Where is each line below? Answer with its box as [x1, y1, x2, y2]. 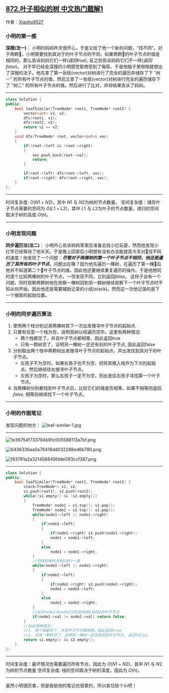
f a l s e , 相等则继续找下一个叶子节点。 [12, 391, 87, 398]
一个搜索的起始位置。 [5, 292, 49, 298]
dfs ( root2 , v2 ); [23, 120, 57, 125]
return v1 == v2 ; [23, 125, 59, 130]
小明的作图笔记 [5, 410, 42, 417]
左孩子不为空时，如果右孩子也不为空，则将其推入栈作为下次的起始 [20, 360, 156, 366]
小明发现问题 [5, 230, 37, 237]
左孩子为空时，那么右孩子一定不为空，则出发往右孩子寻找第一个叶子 [20, 373, 161, 379]
